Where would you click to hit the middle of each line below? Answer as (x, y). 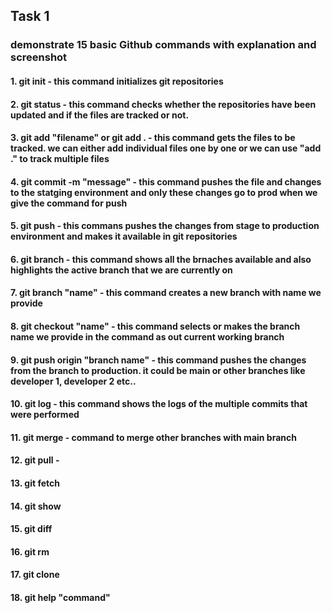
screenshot (39, 57)
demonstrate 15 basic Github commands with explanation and (163, 45)
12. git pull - (35, 460)
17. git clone (35, 575)
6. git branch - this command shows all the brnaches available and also (161, 259)
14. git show (36, 506)
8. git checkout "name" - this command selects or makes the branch (155, 326)
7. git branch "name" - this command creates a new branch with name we (166, 293)
